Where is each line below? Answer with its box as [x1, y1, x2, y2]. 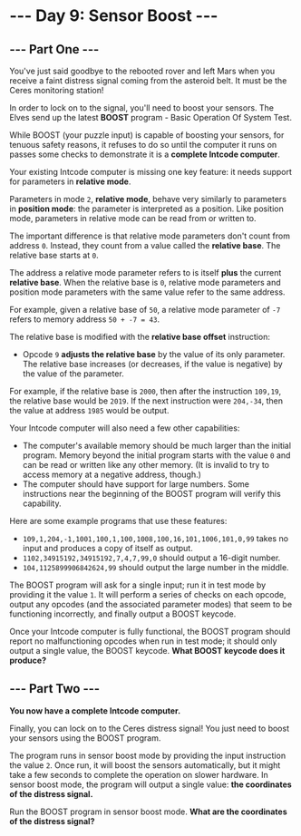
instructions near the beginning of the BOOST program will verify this [22, 489, 281, 499]
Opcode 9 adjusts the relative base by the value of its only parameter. [22, 349, 286, 359]
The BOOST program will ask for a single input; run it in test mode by [9, 579, 267, 590]
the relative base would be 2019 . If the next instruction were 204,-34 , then [9, 395, 284, 406]
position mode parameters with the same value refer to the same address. [9, 287, 286, 297]
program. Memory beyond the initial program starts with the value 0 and [22, 450, 291, 461]
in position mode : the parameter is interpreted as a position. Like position [9, 203, 284, 214]
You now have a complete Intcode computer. [9, 705, 181, 716]
